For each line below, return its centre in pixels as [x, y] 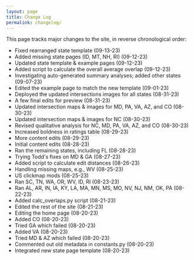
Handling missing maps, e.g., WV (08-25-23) [69, 169]
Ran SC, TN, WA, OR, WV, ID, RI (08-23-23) [67, 182]
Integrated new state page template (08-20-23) [72, 251]
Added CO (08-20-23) [42, 219]
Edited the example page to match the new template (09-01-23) [92, 88]
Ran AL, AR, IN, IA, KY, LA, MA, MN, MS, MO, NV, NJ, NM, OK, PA [93, 188]
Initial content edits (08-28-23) [52, 144]
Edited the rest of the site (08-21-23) [59, 207]
